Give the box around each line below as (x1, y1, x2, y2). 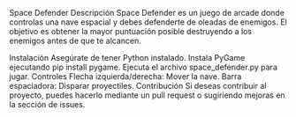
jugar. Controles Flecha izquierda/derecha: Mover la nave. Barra (9, 71, 242, 82)
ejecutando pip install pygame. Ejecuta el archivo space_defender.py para (9, 62, 278, 72)
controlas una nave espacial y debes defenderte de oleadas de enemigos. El (9, 17, 287, 27)
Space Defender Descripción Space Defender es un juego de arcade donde (9, 8, 285, 18)
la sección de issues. (9, 99, 86, 109)
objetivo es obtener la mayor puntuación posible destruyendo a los (9, 26, 253, 36)
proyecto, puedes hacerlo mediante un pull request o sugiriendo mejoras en (9, 90, 285, 100)
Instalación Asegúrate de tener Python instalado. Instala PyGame (9, 53, 246, 62)
